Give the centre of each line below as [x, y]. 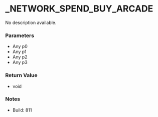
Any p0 [20, 46]
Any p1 [19, 52]
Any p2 [20, 57]
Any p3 [20, 62]
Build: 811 [22, 110]
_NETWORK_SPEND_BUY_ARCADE [79, 9]
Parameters [20, 35]
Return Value [21, 75]
